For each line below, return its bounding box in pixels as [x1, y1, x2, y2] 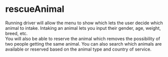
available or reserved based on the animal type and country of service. [5, 46, 152, 52]
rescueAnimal [5, 3, 65, 15]
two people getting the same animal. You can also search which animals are [5, 41, 162, 47]
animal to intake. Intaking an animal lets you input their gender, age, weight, [5, 25, 161, 31]
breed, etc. [5, 30, 28, 36]
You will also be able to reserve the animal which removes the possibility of [5, 36, 160, 42]
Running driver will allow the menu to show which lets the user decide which [5, 20, 163, 26]
